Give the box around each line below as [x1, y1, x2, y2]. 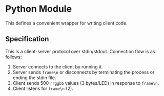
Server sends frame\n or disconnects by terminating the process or [12, 69, 155, 75]
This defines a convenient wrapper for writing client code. [5, 20, 128, 26]
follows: [5, 54, 22, 60]
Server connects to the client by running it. [12, 63, 104, 69]
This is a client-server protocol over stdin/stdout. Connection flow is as [5, 48, 155, 54]
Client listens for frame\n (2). [12, 85, 73, 91]
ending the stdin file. [12, 75, 56, 81]
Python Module [5, 3, 72, 15]
